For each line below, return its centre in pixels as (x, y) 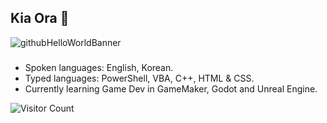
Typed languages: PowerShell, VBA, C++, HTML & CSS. (139, 78)
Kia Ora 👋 (40, 18)
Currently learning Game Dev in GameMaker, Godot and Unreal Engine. (171, 88)
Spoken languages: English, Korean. (99, 67)
